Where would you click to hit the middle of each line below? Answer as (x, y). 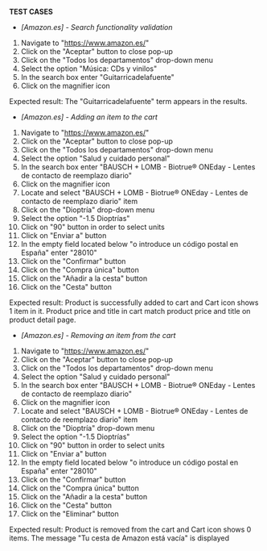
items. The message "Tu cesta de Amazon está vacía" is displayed (119, 538)
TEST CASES (31, 12)
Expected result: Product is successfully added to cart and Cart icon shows (134, 303)
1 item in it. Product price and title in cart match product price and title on (130, 311)
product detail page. (43, 319)
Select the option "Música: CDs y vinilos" (89, 69)
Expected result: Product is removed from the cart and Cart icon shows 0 (130, 529)
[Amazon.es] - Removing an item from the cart (98, 335)
